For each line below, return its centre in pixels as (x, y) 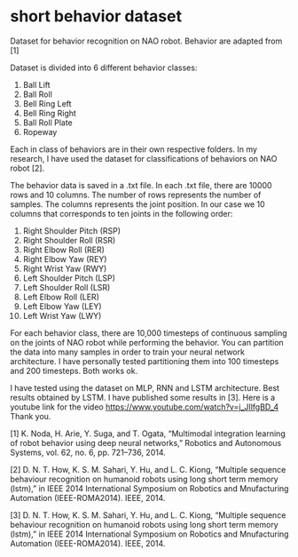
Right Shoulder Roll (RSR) (69, 240)
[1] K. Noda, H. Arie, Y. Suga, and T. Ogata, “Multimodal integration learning (148, 434)
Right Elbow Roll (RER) (64, 250)
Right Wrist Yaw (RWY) (65, 268)
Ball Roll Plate (48, 123)
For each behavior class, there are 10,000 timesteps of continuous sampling (149, 333)
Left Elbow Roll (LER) (61, 297)
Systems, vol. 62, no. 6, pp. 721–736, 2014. (88, 452)
